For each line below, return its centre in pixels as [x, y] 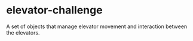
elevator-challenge [54, 10]
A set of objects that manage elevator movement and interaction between [97, 26]
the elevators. [23, 32]
